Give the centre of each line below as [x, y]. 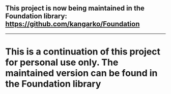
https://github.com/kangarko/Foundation [73, 24]
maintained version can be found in [81, 73]
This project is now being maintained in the [75, 8]
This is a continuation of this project [83, 52]
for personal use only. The [62, 62]
